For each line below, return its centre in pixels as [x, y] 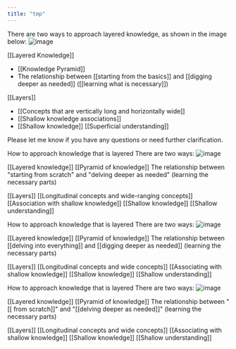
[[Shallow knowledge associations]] [69, 118]
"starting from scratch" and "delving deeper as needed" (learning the [108, 174]
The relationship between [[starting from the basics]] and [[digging [115, 76]
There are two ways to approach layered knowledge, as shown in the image [117, 34]
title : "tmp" [26, 14]
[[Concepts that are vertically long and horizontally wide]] [101, 111]
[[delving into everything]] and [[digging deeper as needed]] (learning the [114, 245]
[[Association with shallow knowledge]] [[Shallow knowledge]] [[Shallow [112, 203]
